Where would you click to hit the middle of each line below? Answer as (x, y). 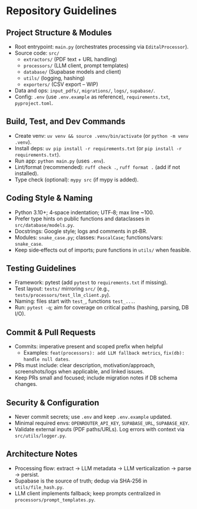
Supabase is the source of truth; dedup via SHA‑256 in (81, 481)
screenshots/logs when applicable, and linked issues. (79, 372)
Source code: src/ (37, 53)
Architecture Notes (42, 454)
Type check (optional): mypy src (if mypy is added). (76, 179)
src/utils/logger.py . (40, 436)
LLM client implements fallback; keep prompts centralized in (87, 493)
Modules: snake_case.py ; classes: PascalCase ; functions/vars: (89, 237)
